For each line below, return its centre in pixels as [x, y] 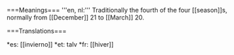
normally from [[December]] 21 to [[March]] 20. [75, 17]
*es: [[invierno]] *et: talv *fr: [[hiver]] [60, 44]
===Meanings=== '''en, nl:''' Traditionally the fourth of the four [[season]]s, [117, 10]
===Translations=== [37, 31]
